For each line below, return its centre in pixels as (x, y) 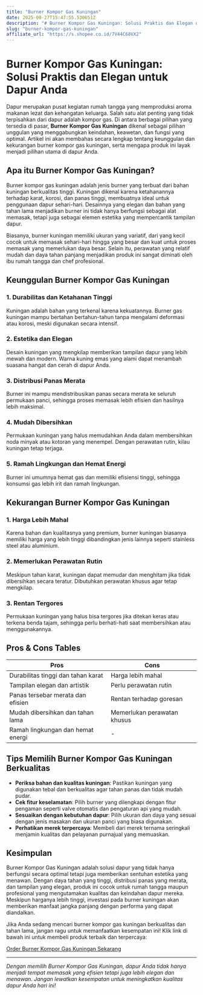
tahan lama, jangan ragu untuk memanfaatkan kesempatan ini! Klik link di (97, 931)
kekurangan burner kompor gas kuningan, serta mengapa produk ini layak (98, 145)
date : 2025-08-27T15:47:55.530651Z (51, 18)
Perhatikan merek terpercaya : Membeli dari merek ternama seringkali (102, 828)
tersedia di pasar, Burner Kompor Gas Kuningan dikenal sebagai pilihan (96, 126)
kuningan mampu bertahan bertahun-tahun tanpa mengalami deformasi (95, 317)
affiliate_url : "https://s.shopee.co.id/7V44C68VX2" (74, 34)
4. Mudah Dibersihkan (39, 423)
